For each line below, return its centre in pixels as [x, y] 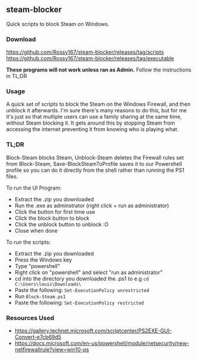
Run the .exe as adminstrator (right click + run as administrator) [92, 205]
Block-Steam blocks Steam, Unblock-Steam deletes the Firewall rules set [95, 157]
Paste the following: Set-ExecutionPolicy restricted [79, 302]
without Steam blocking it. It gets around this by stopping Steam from [91, 123]
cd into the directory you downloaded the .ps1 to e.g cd [82, 278]
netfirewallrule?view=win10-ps [52, 350]
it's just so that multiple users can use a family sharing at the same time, [94, 117]
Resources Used [30, 318]
